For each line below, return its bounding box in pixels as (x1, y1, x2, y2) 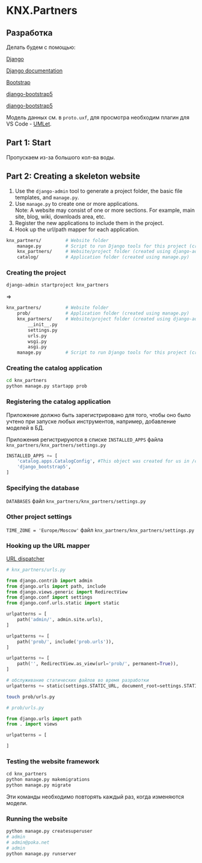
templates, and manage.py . (14, 194, 79, 201)
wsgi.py (28, 339, 47, 345)
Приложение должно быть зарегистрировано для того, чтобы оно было (6, 411, 191, 418)
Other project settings (6, 512, 72, 521)
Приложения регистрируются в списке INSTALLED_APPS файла (6, 436, 164, 443)
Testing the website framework (6, 757, 100, 765)
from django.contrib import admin (6, 578, 93, 584)
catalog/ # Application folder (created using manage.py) (17, 254, 189, 260)
